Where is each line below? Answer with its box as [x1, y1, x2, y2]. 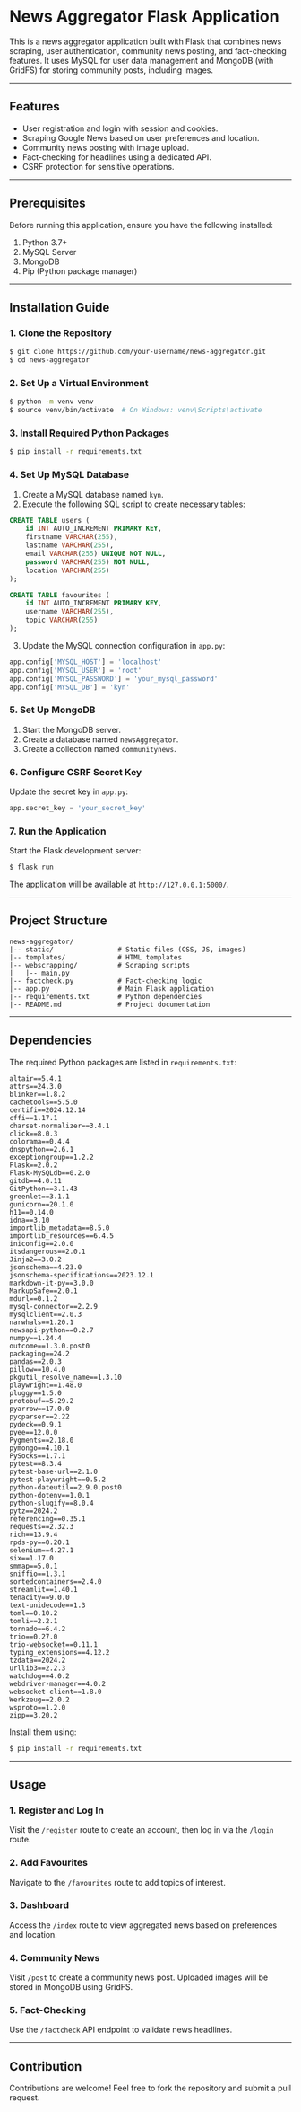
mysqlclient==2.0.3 [9, 1310, 82, 1319]
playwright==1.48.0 [9, 1381, 82, 1390]
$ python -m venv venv [9, 397, 94, 406]
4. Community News [9, 1951, 100, 1964]
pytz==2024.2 [9, 1507, 58, 1516]
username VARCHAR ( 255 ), [25, 607, 115, 616]
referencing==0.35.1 [9, 1514, 87, 1524]
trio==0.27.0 [9, 1632, 58, 1641]
